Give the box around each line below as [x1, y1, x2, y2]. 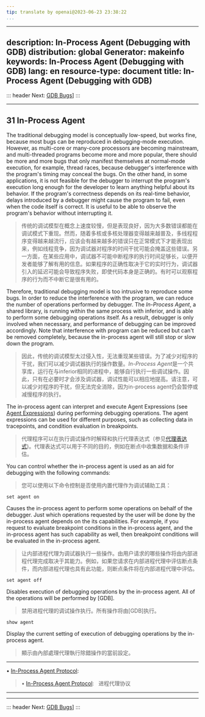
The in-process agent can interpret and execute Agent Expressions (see [6, 403, 188, 411]
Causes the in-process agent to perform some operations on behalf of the [6, 505, 193, 512]
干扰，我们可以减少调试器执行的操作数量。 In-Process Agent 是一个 [21, 360, 189, 368]
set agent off [6, 578, 43, 584]
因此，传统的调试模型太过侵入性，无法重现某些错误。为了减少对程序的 [21, 352, 198, 360]
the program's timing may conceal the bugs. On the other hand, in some [6, 171, 187, 178]
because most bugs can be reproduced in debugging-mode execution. [6, 138, 185, 146]
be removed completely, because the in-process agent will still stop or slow [6, 333, 196, 341]
